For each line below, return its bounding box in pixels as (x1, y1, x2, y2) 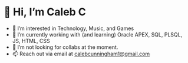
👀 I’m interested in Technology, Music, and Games (12, 25, 134, 32)
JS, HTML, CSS (12, 37, 50, 44)
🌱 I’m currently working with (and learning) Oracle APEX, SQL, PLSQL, (12, 31, 183, 38)
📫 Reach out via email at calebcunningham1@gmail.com (12, 50, 150, 57)
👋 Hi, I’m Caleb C (4, 5, 86, 19)
